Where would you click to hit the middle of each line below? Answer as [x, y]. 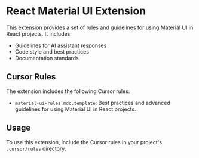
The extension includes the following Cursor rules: [68, 91]
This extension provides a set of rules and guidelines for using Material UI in [100, 27]
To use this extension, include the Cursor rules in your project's [84, 142]
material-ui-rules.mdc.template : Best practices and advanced [92, 103]
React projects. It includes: [39, 33]
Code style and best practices [52, 51]
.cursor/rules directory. [36, 148]
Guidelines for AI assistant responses [61, 45]
